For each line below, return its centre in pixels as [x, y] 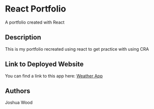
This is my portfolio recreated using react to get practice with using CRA [77, 49]
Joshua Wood [19, 103]
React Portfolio [36, 9]
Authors [18, 91]
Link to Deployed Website [44, 64]
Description [23, 37]
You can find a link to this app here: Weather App [54, 76]
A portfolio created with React [35, 22]
